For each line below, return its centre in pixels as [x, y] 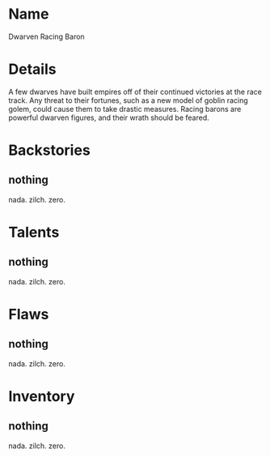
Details [32, 69]
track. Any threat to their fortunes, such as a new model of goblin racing [128, 100]
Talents [34, 233]
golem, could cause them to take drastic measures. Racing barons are [125, 109]
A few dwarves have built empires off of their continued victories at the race [135, 92]
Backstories [49, 150]
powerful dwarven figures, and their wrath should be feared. [109, 117]
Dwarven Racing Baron [46, 36]
